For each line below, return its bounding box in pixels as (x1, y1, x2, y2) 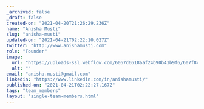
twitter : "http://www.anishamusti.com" (6, 43, 107, 49)
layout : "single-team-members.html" (6, 93, 99, 99)
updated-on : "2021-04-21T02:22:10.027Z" (6, 37, 110, 43)
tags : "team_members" (6, 88, 61, 94)
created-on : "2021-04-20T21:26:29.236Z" (6, 20, 110, 26)
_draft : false (6, 15, 42, 21)
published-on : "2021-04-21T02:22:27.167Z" (6, 82, 115, 88)
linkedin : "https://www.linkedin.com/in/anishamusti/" (6, 76, 148, 82)
